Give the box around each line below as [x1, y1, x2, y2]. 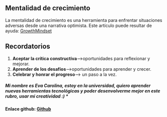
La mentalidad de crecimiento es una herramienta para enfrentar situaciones [5, 17, 163, 23]
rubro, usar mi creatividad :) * [5, 93, 68, 99]
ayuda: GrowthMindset [5, 27, 52, 34]
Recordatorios [5, 42, 51, 51]
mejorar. [12, 61, 30, 67]
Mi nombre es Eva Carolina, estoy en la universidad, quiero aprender [5, 83, 151, 89]
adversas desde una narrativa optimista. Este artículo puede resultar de [5, 22, 152, 28]
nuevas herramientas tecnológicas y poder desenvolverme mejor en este [5, 88, 161, 94]
